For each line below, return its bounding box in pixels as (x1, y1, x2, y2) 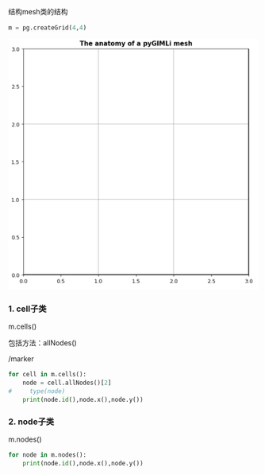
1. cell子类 (8, 303, 47, 314)
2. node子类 (8, 416, 55, 427)
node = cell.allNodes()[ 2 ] (22, 379, 112, 387)
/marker (8, 354, 34, 364)
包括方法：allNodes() (8, 338, 77, 348)
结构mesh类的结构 (8, 7, 69, 16)
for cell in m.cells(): (8, 371, 87, 379)
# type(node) (8, 387, 66, 395)
